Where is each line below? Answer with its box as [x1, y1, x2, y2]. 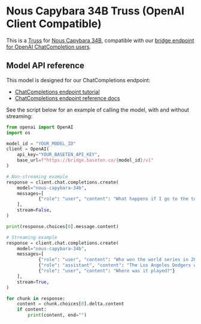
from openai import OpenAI [6, 124, 74, 130]
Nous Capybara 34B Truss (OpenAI [6, 4, 185, 18]
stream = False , [17, 207, 52, 214]
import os [6, 130, 31, 136]
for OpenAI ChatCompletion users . [6, 43, 92, 50]
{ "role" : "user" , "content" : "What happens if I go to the [38, 196, 188, 202]
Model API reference [6, 61, 85, 71]
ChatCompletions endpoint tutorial [14, 88, 100, 95]
